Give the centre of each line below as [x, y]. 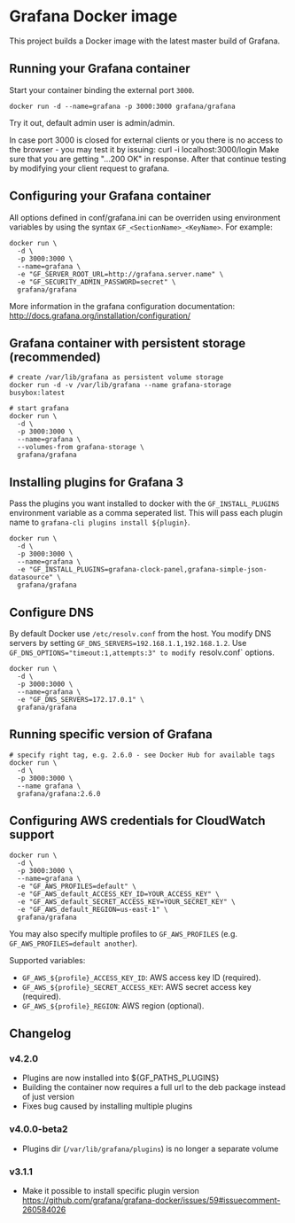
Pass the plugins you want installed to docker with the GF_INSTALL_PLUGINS [144, 503]
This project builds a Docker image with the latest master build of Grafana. [145, 41]
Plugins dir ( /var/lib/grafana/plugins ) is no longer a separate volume [150, 1149]
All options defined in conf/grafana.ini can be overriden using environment [145, 217]
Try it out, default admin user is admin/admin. [92, 122]
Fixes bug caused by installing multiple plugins [107, 1106]
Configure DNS [52, 612]
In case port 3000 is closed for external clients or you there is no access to [146, 140]
